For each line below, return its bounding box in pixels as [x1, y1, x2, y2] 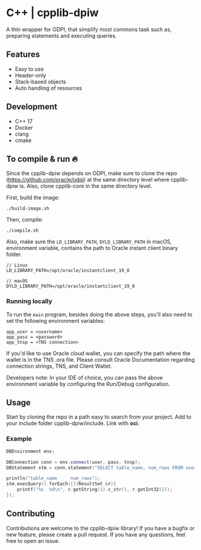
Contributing [6, 509, 55, 519]
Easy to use [14, 65, 44, 72]
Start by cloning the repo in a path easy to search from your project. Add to [6, 413, 191, 421]
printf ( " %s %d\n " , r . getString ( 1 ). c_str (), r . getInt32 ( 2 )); [17, 487, 173, 493]
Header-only [14, 72, 47, 79]
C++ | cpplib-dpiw [6, 6, 99, 20]
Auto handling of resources [14, 84, 83, 91]
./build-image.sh [6, 206, 50, 212]
